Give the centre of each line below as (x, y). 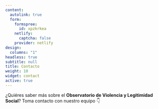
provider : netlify (34, 43)
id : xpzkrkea (33, 29)
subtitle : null (21, 62)
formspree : (26, 24)
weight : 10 (17, 71)
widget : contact (22, 76)
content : (14, 10)
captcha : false (35, 39)
